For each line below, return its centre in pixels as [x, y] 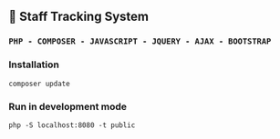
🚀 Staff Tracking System [79, 17]
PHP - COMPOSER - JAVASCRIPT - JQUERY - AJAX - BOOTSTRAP [140, 41]
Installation [34, 65]
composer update [39, 84]
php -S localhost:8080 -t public [72, 125]
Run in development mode [68, 106]
